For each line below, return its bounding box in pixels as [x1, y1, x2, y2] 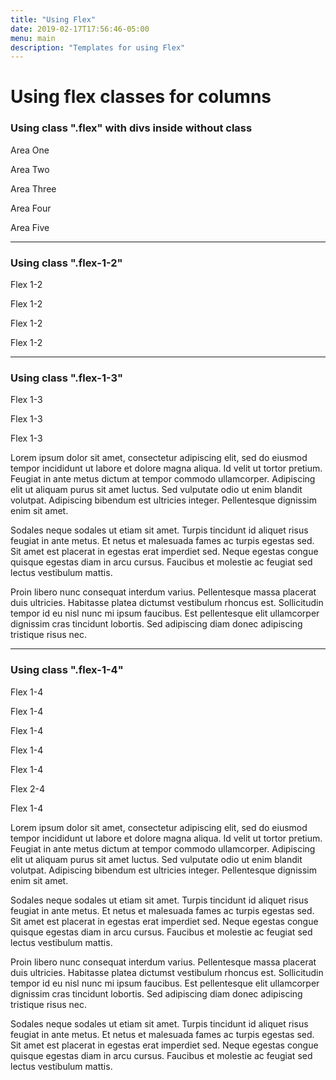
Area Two [10, 163, 50, 175]
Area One [10, 144, 50, 156]
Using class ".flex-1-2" [10, 256, 123, 270]
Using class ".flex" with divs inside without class [10, 121, 253, 135]
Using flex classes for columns [10, 86, 272, 108]
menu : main [10, 33, 56, 43]
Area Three [10, 182, 57, 195]
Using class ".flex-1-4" [10, 663, 124, 677]
